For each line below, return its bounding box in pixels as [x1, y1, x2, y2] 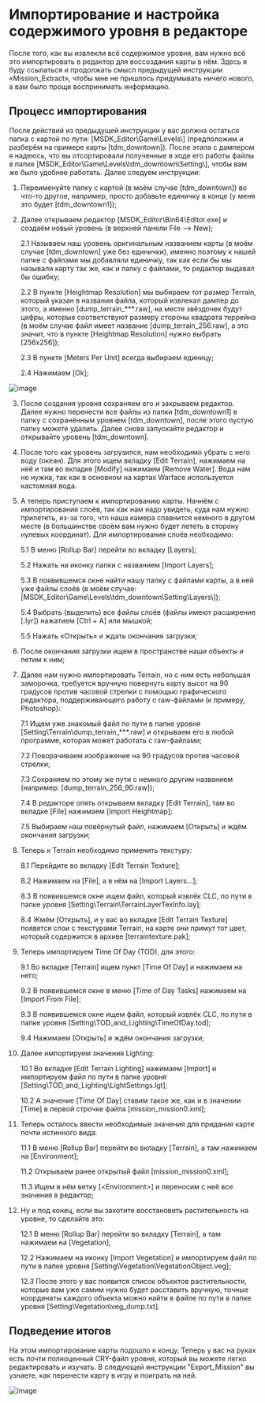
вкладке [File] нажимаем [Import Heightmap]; [20, 806, 173, 816]
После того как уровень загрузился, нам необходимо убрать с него [20, 447, 251, 456]
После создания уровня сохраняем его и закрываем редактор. [20, 398, 235, 408]
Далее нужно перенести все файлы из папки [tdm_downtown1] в [20, 407, 237, 416]
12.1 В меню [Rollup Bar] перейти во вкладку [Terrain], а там [20, 1229, 222, 1238]
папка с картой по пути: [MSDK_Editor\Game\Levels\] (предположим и [9, 134, 244, 143]
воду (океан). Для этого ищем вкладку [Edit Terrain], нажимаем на [20, 456, 246, 465]
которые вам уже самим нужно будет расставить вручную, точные [20, 1285, 249, 1294]
